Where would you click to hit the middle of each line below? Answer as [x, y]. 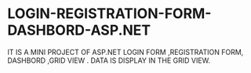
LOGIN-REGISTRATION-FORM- [109, 14]
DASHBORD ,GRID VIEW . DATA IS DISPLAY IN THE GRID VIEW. [109, 60]
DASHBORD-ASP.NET [79, 30]
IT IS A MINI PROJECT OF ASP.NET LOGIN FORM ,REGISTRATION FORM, [125, 52]
